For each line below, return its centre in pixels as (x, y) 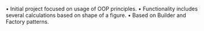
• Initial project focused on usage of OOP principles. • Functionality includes (102, 9)
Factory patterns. (27, 22)
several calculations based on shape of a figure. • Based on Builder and (96, 15)
